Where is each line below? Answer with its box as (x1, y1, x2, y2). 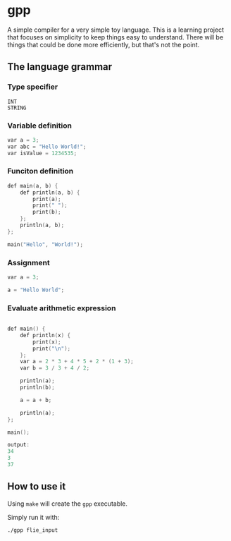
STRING (7, 104, 27, 111)
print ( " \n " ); (32, 345, 71, 352)
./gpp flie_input (7, 526, 58, 534)
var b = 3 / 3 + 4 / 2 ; (20, 365, 90, 372)
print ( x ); (32, 338, 61, 346)
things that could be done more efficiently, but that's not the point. (7, 40, 200, 49)
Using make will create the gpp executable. (7, 499, 128, 508)
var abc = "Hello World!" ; (7, 143, 87, 150)
